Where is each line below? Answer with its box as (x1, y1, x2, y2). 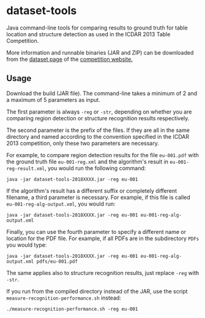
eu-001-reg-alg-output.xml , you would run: (6, 200, 116, 207)
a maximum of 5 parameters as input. (6, 96, 101, 103)
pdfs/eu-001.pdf (36, 258, 78, 265)
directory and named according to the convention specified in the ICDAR (6, 133, 190, 140)
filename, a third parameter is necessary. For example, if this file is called (6, 193, 191, 201)
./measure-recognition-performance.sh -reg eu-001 (6, 306, 138, 312)
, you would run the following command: (45, 164, 146, 172)
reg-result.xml (6, 165, 45, 172)
